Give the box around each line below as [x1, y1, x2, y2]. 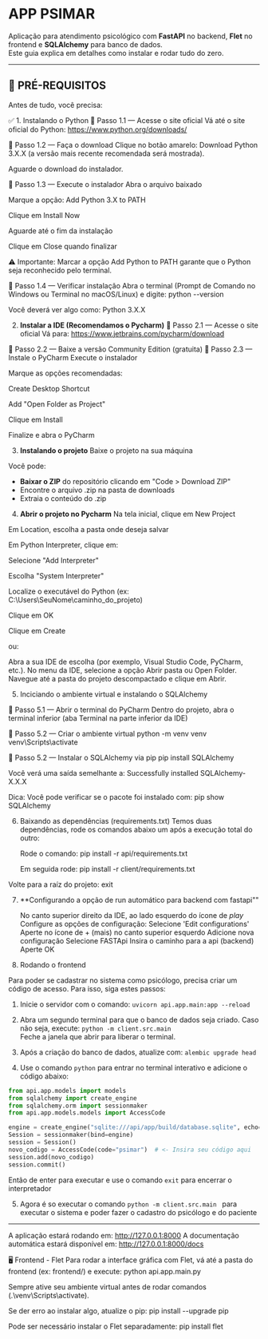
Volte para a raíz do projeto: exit [8, 880, 113, 889]
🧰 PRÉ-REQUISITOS [8, 79, 106, 93]
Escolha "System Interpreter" [8, 570, 104, 580]
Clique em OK [8, 610, 54, 620]
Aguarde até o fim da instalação [8, 225, 113, 236]
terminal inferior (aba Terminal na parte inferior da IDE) [8, 713, 188, 723]
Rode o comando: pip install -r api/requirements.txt [19, 848, 188, 858]
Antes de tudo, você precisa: [8, 100, 103, 109]
